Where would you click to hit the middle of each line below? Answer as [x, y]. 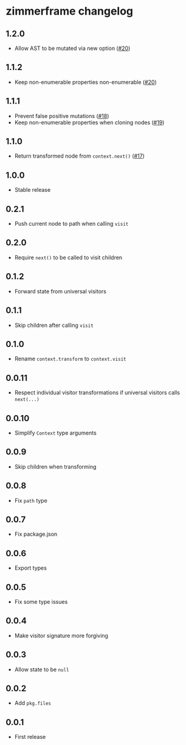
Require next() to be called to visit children [68, 257]
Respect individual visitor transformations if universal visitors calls [97, 393]
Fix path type [31, 500]
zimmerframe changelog [70, 11]
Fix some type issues [41, 602]
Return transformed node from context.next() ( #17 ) [80, 156]
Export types [30, 568]
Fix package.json [36, 534]
